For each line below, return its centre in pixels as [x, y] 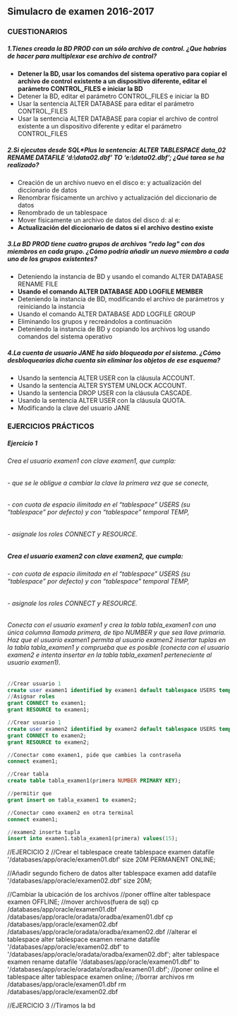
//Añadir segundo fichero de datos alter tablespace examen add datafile [112, 873]
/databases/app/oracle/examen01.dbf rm [67, 984]
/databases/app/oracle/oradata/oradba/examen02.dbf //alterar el [102, 932]
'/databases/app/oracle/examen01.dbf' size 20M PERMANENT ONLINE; [111, 859]
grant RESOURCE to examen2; [49, 742]
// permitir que [30, 794]
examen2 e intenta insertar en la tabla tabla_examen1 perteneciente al [110, 655]
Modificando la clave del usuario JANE [74, 408]
